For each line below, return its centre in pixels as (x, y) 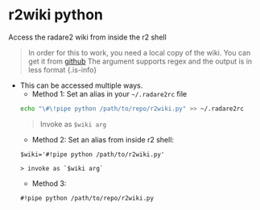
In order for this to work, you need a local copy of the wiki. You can (139, 52)
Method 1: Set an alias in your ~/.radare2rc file (109, 93)
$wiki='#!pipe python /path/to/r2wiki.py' (92, 154)
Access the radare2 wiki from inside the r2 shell (87, 37)
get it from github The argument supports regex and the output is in (140, 61)
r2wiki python (56, 15)
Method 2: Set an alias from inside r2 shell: (103, 139)
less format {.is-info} (62, 69)
